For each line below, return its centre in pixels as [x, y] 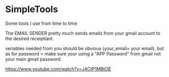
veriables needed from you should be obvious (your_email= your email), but [84, 48]
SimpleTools [32, 9]
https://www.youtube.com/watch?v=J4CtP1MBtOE [58, 69]
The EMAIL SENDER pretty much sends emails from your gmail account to [83, 33]
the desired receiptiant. [30, 38]
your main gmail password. [34, 59]
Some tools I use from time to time [41, 23]
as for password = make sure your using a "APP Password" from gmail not [83, 54]
